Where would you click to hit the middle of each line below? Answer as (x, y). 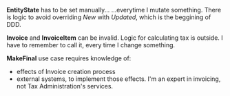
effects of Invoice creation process (66, 72)
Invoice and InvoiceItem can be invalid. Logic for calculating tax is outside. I (115, 38)
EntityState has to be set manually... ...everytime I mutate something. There (114, 10)
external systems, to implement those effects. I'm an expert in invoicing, (118, 79)
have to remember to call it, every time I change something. (91, 45)
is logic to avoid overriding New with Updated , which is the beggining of (109, 17)
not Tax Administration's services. (65, 86)
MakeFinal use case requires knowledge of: (69, 58)
